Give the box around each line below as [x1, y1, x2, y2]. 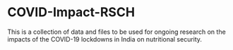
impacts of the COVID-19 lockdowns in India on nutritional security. [7, 35, 203, 43]
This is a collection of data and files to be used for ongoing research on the [7, 27, 226, 36]
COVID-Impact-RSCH [7, 4, 136, 20]
